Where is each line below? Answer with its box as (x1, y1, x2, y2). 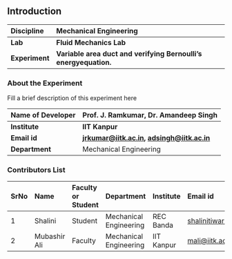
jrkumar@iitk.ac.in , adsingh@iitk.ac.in (82, 133, 211, 143)
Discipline (10, 26, 44, 35)
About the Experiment (7, 78, 83, 88)
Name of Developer (10, 111, 76, 120)
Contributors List (7, 165, 66, 175)
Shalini (34, 216, 57, 226)
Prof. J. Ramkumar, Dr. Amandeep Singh (82, 111, 217, 120)
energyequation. (56, 57, 112, 67)
